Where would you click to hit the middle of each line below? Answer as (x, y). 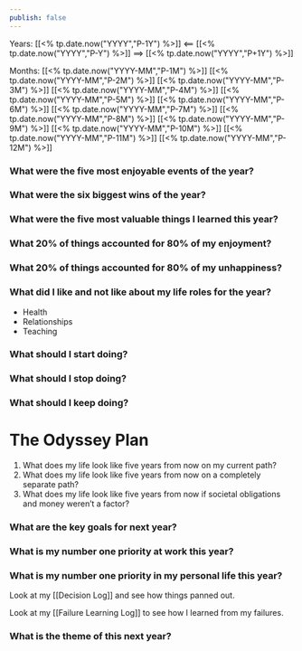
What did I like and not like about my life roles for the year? (140, 292)
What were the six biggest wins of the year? (108, 195)
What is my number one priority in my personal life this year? (146, 576)
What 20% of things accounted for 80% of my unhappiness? (146, 268)
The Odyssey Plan (79, 440)
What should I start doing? (69, 354)
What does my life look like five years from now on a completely (142, 475)
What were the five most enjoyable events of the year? (132, 171)
